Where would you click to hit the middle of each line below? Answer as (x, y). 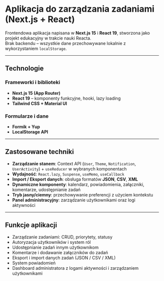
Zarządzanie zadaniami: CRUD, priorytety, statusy (62, 237)
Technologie (24, 69)
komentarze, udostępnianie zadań (46, 190)
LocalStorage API (30, 132)
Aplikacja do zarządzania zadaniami (80, 9)
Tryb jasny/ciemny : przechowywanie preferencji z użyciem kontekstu (83, 195)
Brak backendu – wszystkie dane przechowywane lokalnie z (65, 43)
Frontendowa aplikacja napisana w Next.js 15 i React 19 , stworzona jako (78, 33)
